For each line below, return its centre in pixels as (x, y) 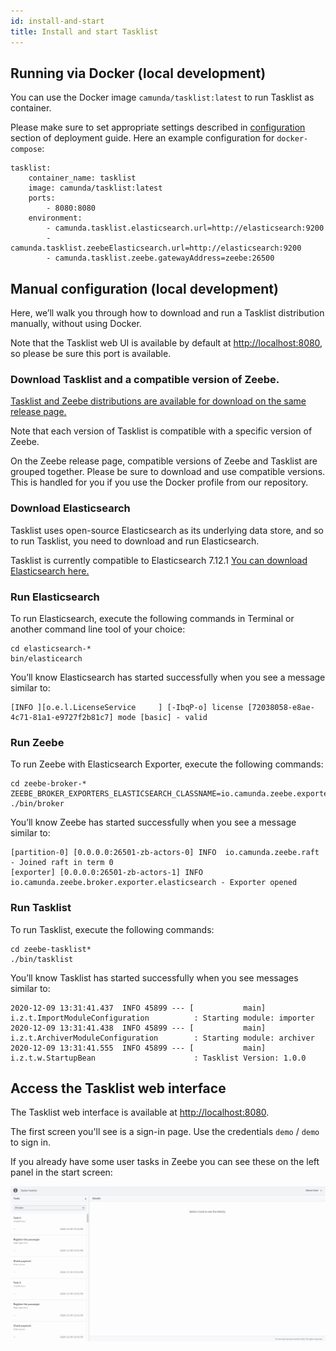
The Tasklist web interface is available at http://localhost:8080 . (140, 1112)
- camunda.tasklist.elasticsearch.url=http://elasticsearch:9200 (185, 228)
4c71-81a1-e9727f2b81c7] (62, 718)
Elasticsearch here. (50, 571)
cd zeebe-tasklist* (51, 949)
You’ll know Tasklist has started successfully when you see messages (154, 977)
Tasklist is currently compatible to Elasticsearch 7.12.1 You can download (159, 560)
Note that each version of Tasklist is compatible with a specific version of (161, 431)
